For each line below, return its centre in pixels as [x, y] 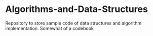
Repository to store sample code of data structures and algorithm [73, 23]
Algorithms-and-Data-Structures [76, 9]
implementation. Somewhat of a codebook [49, 28]
